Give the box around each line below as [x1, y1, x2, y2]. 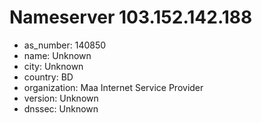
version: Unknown [23, 92, 99, 104]
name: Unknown [23, 49, 92, 61]
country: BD [23, 71, 74, 83]
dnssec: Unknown [23, 102, 99, 115]
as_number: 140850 [23, 39, 107, 51]
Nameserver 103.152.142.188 [9, 6, 253, 29]
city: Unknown [23, 60, 84, 72]
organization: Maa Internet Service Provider [23, 81, 204, 93]
